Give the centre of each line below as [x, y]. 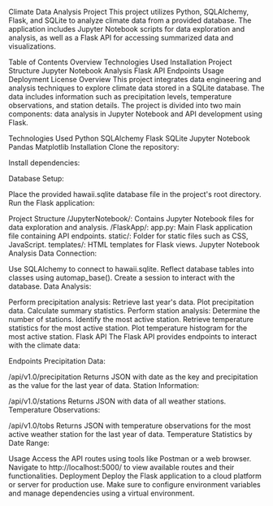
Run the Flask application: [52, 203]
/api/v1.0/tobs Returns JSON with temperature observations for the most [130, 425]
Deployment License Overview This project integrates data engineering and [135, 79]
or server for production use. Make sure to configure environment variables [135, 484]
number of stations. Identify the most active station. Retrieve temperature [131, 319]
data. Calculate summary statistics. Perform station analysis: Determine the [134, 311]
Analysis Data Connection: [53, 253]
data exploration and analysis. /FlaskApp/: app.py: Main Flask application [131, 227]
